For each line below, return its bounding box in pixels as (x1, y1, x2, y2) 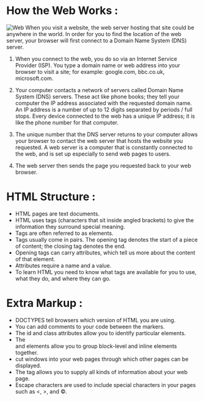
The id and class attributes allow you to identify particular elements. (15, 329, 186, 336)
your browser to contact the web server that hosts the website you (15, 137, 183, 144)
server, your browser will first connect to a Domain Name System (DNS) (6, 37, 188, 44)
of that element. (15, 255, 56, 262)
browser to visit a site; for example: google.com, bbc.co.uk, (15, 68, 165, 75)
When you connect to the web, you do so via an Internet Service (15, 55, 177, 62)
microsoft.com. (15, 74, 54, 82)
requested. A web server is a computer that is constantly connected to (15, 143, 193, 151)
